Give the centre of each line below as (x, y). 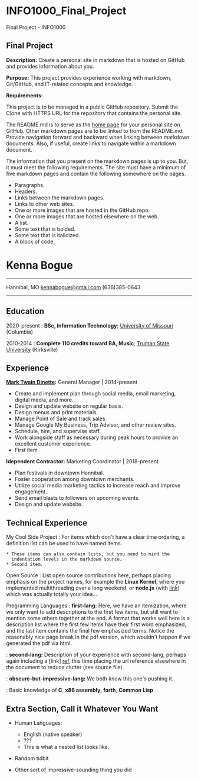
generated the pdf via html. (39, 643)
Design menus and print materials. (56, 413)
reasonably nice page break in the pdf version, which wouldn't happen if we (98, 637)
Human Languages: (38, 723)
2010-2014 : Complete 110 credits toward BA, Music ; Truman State (88, 343)
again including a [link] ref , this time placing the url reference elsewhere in (96, 661)
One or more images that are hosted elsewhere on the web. (87, 216)
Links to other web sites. (44, 204)
